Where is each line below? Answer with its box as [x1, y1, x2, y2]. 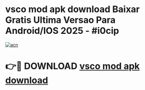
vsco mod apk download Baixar [5, 4, 140, 15]
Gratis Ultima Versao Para [5, 14, 116, 26]
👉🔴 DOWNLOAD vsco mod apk [5, 61, 140, 72]
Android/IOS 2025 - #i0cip [5, 25, 119, 36]
